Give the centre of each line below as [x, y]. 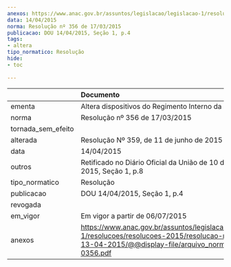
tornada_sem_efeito [42, 128]
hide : [15, 59]
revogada [26, 204]
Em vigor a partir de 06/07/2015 [134, 216]
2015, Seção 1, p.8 [112, 171]
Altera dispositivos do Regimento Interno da [151, 106]
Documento [100, 95]
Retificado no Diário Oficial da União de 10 [150, 162]
